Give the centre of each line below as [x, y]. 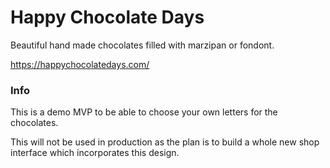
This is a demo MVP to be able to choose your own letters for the [144, 112]
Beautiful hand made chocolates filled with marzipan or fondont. [142, 45]
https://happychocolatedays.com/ [80, 64]
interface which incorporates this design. [95, 153]
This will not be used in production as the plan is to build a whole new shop [165, 142]
